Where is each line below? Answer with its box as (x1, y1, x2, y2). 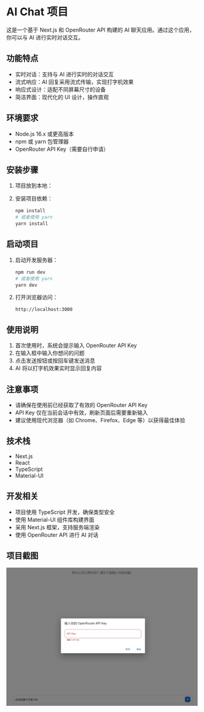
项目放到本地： (15, 182, 53, 190)
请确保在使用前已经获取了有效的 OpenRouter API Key (15, 402, 148, 409)
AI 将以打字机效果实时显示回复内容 (15, 365, 102, 372)
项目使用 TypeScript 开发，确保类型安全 (15, 508, 115, 516)
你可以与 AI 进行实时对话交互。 (6, 33, 84, 41)
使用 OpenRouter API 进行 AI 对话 (15, 531, 99, 538)
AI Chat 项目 (6, 5, 69, 19)
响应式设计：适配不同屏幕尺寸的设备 (15, 86, 106, 93)
